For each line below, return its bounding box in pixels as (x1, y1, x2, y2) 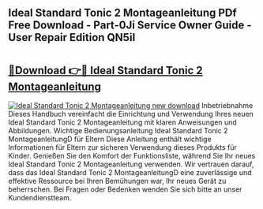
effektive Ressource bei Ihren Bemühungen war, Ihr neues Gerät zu (8, 177, 227, 185)
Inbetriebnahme (201, 101, 254, 110)
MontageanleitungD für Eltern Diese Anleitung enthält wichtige (8, 134, 212, 144)
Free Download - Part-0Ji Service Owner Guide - (8, 19, 252, 32)
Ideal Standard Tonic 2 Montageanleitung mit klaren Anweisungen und (8, 118, 237, 127)
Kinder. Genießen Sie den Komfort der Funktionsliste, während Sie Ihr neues (8, 151, 256, 160)
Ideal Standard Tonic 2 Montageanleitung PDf (8, 6, 237, 20)
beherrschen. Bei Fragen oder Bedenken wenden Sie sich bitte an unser (8, 185, 242, 194)
